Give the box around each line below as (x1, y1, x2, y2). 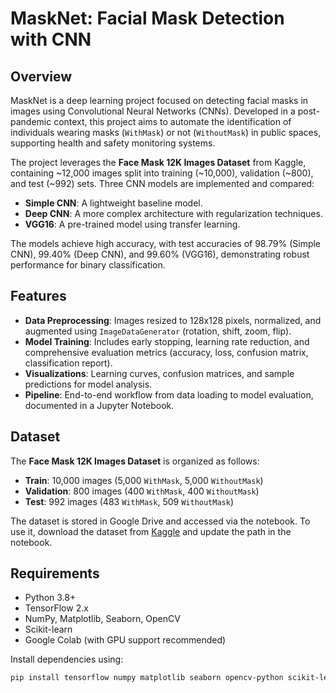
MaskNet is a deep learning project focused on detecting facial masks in (10, 95, 309, 106)
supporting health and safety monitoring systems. (10, 137, 216, 149)
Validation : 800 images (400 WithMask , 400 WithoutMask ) (24, 485, 260, 497)
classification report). (24, 357, 113, 369)
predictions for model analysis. (24, 378, 153, 390)
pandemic (10, 116, 52, 127)
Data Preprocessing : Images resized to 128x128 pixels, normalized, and (24, 314, 322, 326)
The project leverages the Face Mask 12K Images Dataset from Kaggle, (10, 157, 307, 168)
